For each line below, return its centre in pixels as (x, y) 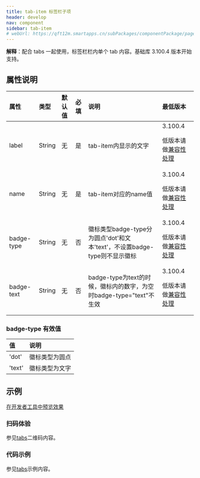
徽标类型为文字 (50, 368)
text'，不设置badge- (125, 246)
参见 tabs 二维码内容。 (32, 438)
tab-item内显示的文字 (119, 145)
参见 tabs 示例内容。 (30, 468)
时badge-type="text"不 (121, 295)
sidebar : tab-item (29, 28)
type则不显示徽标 (112, 255)
